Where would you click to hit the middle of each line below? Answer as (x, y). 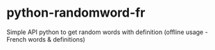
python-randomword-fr (76, 13)
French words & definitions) (46, 39)
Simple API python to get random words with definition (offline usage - (108, 32)
